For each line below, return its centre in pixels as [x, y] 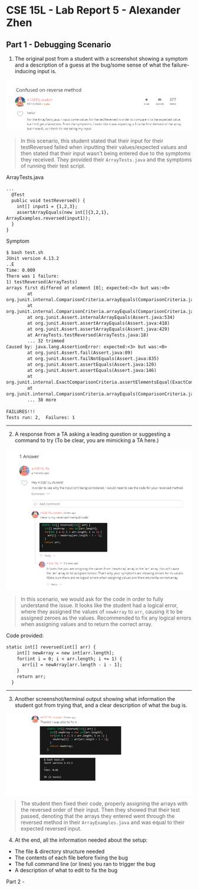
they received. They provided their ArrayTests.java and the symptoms [106, 159]
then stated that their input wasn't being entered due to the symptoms [105, 153]
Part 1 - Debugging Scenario [59, 44]
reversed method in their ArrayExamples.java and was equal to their [102, 822]
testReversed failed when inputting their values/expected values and [104, 147]
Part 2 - [15, 882]
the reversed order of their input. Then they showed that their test [100, 810]
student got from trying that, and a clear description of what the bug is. [101, 705]
